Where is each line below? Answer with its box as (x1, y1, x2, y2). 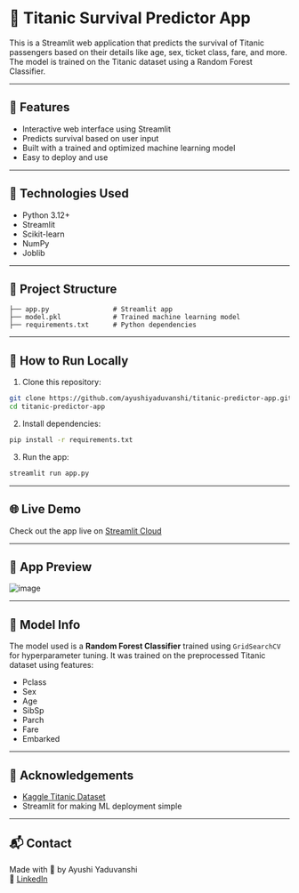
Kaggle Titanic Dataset (21, 791, 106, 801)
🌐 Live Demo (9, 502, 82, 517)
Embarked (21, 734, 61, 744)
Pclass (21, 677, 47, 688)
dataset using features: (9, 660, 94, 671)
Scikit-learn (21, 229, 65, 239)
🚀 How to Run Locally (9, 353, 129, 368)
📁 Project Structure (9, 281, 117, 296)
